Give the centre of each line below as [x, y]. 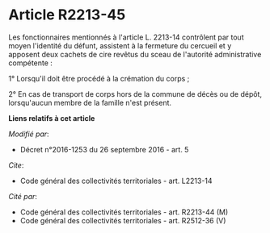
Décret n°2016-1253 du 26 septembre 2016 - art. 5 [104, 149]
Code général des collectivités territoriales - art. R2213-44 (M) [124, 212]
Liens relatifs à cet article [52, 118]
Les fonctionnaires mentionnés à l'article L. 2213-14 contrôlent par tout [126, 37]
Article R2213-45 [67, 15]
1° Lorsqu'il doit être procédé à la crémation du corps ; [99, 78]
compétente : [30, 63]
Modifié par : [29, 134]
